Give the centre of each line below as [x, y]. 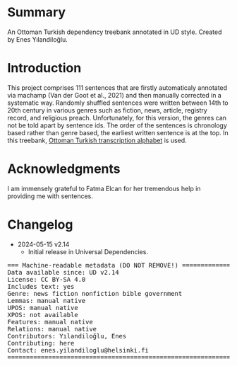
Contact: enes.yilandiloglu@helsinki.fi [78, 350]
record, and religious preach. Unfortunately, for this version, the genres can [117, 118]
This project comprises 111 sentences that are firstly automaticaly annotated [117, 87]
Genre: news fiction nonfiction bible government [95, 293]
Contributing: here [41, 343]
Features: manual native [50, 322]
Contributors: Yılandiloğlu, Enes [67, 336]
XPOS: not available [43, 315]
